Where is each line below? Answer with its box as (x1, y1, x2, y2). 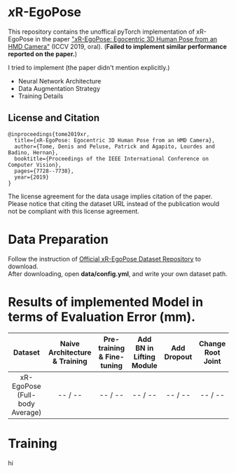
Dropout (164, 352, 193, 362)
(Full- (17, 390, 36, 399)
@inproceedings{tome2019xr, (8, 130, 90, 137)
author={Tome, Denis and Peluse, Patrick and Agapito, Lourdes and (14, 143, 216, 150)
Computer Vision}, (8, 161, 62, 168)
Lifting (133, 352, 156, 362)
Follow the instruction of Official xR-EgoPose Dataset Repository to (8, 254, 202, 263)
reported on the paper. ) (8, 50, 78, 58)
